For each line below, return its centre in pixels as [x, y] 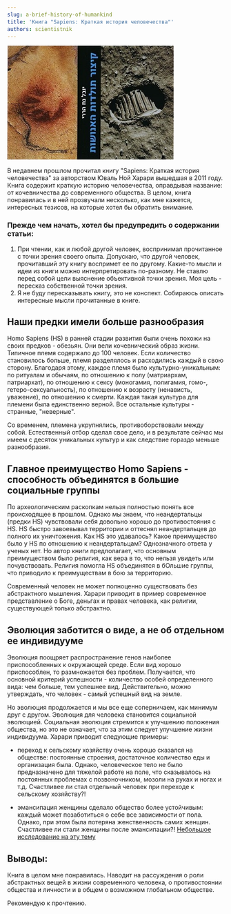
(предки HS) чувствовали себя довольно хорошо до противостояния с [111, 521]
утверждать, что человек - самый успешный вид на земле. [95, 694]
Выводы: [28, 858]
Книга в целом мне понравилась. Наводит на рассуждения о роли [106, 875]
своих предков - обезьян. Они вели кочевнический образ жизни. [103, 346]
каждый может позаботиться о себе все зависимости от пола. [110, 815]
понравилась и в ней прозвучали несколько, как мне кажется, [100, 200]
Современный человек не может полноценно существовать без [102, 586]
